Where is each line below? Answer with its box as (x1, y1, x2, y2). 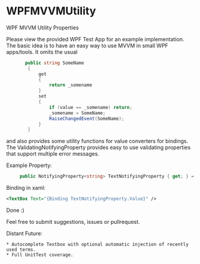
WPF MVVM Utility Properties (6, 24, 79, 31)
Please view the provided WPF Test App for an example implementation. (6, 35, 184, 43)
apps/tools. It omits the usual (6, 48, 78, 55)
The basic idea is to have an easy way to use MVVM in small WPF (6, 42, 169, 49)
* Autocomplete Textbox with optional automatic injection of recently (6, 241, 189, 248)
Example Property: (6, 162, 52, 169)
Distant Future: (6, 230, 43, 237)
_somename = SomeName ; (49, 110, 106, 116)
